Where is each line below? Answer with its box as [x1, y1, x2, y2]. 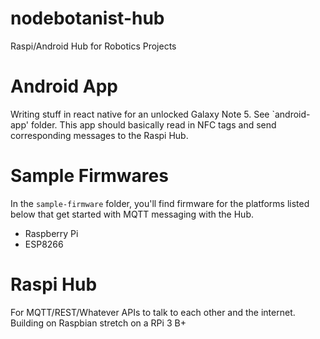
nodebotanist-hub [10, 7, 165, 30]
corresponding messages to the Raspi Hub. [10, 129, 189, 141]
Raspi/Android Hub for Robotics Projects [10, 40, 177, 52]
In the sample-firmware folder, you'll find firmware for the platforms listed [10, 197, 310, 209]
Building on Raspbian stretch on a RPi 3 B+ [10, 317, 187, 329]
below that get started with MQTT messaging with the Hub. [10, 208, 254, 220]
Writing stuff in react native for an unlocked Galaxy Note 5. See [10, 108, 270, 120]
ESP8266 [24, 238, 64, 250]
